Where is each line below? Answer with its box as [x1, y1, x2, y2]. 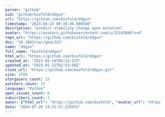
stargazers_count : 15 [5, 77, 50, 82]
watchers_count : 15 [5, 81, 46, 86]
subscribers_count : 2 [5, 95, 50, 100]
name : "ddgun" [5, 44, 35, 49]
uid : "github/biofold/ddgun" [5, 12, 65, 17]
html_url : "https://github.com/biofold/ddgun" [5, 53, 103, 59]
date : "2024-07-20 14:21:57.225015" [5, 105, 81, 110]
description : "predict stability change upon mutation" [5, 26, 123, 31]
